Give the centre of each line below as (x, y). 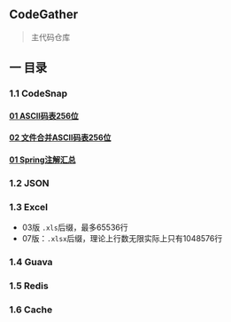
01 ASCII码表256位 (44, 115)
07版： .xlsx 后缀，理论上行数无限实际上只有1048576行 (122, 239)
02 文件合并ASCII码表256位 (60, 137)
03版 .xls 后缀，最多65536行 (75, 228)
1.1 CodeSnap (38, 94)
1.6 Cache (31, 310)
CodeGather (43, 15)
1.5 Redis (29, 286)
